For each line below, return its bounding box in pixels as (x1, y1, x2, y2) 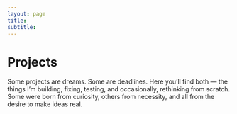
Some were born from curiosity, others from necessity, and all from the (7, 93, 215, 101)
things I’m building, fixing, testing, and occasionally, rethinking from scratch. (7, 85, 231, 93)
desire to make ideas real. (7, 100, 83, 108)
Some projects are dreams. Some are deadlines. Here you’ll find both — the (7, 77, 228, 86)
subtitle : (7, 23, 37, 30)
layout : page (7, 10, 46, 18)
